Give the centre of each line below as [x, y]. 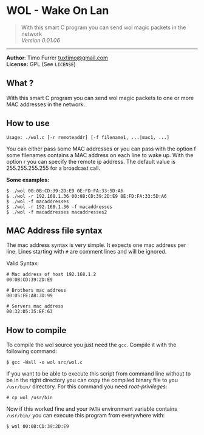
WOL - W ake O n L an [58, 11]
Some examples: [28, 180]
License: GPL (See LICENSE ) [41, 64]
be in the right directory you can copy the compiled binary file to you [92, 380]
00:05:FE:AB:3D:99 [29, 296]
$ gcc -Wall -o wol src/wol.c [45, 362]
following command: [32, 351]
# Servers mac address [35, 306]
